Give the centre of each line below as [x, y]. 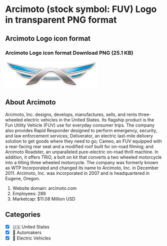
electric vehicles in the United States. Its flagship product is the [89, 119]
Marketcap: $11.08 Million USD [44, 199]
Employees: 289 [29, 193]
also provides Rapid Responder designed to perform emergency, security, [81, 130]
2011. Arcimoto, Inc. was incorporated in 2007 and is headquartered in [77, 173]
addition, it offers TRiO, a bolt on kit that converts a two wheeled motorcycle [83, 157]
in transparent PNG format [61, 20]
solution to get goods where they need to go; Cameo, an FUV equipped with [84, 141]
